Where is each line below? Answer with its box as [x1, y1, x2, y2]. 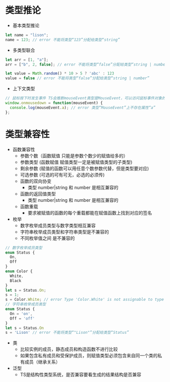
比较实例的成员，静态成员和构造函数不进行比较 [20, 346, 118, 353]
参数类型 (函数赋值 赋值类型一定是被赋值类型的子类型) [20, 159, 133, 165]
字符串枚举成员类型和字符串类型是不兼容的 [20, 229, 109, 235]
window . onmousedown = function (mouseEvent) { [5, 100, 103, 106]
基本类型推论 [12, 22, 39, 28]
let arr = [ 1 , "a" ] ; [5, 57, 49, 62]
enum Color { [5, 269, 33, 274]
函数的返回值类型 [20, 191, 56, 197]
